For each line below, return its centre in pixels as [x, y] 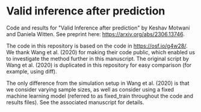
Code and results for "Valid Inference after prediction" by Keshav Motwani [98, 28]
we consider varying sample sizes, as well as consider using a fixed [90, 89]
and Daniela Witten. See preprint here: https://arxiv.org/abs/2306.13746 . [95, 34]
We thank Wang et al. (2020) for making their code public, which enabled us [101, 52]
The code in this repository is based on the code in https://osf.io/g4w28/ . [97, 46]
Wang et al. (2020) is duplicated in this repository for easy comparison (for [99, 65]
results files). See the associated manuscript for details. [75, 102]
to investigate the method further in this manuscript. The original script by [98, 58]
